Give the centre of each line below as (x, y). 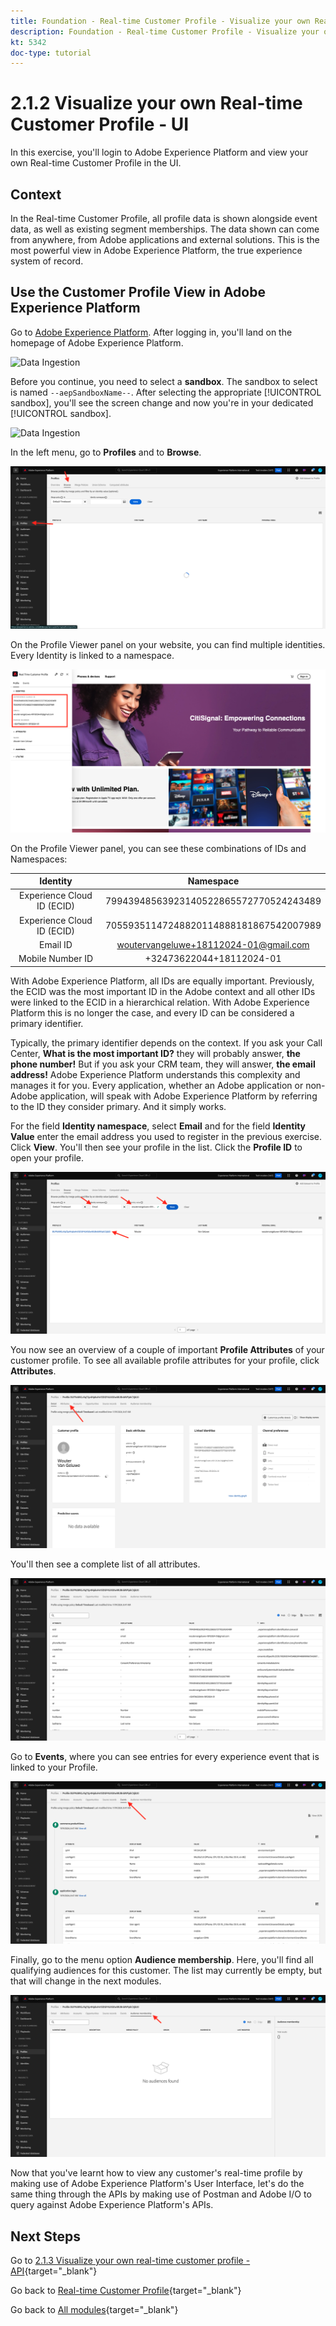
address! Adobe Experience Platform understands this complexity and (155, 1074)
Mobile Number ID (56, 959)
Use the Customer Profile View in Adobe (138, 292)
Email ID (56, 944)
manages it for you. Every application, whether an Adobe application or (157, 1085)
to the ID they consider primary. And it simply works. (118, 1106)
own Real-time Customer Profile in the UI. (96, 163)
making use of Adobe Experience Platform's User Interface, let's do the (157, 2184)
